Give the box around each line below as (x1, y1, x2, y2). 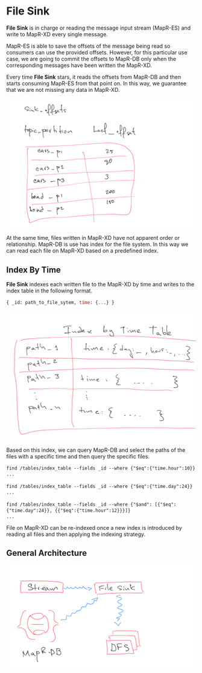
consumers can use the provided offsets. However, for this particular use (6, 48, 188, 56)
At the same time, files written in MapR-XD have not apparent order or (6, 234, 180, 242)
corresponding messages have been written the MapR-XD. (6, 62, 153, 69)
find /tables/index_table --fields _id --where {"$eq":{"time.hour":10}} (6, 465, 196, 471)
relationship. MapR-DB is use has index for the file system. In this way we (6, 240, 189, 248)
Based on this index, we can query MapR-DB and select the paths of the (6, 446, 186, 454)
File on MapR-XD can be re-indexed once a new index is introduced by (6, 524, 182, 531)
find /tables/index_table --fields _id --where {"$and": (6, 501, 153, 507)
